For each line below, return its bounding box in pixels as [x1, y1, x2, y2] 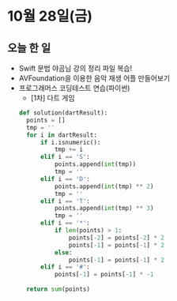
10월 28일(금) [7, 7, 92, 25]
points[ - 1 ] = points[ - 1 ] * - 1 [54, 270, 154, 279]
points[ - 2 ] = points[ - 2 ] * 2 [69, 234, 165, 242]
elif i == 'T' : [40, 197, 91, 205]
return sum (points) [26, 285, 91, 293]
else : [54, 248, 73, 257]
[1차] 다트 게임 [30, 93, 75, 103]
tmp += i [54, 145, 84, 154]
